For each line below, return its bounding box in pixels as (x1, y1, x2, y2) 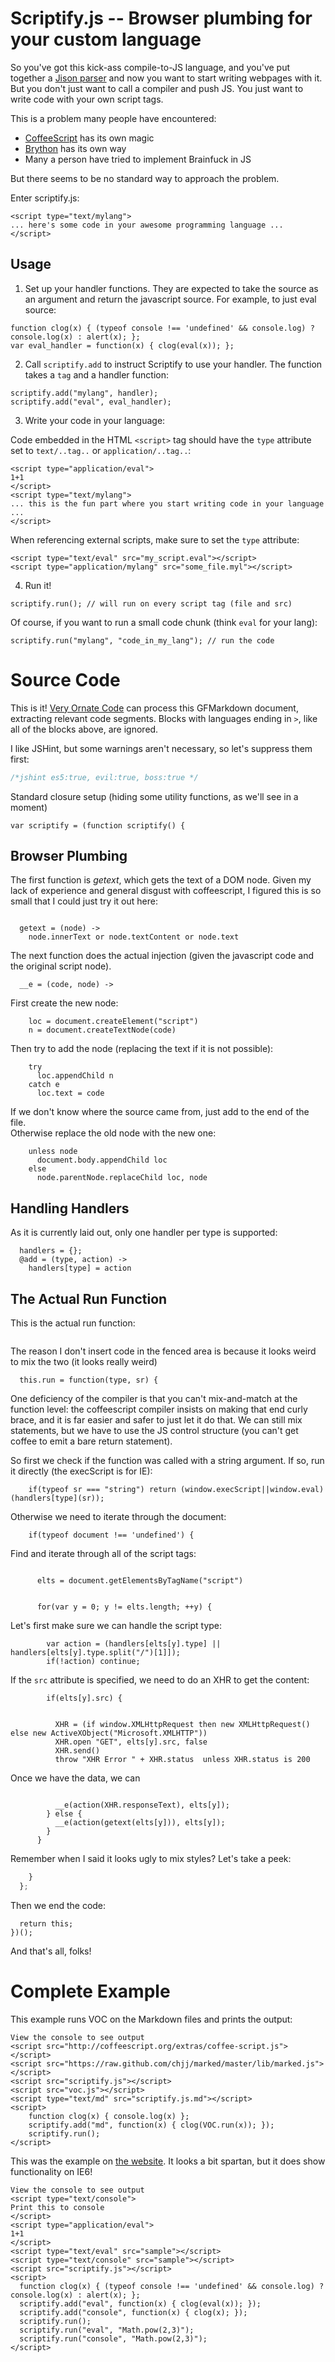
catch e (28, 1080, 60, 1090)
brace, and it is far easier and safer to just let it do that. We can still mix (10, 1414, 303, 1426)
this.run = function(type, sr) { (19, 1375, 159, 1385)
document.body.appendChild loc (36, 1155, 168, 1166)
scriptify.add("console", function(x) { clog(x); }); (19, 2307, 248, 2317)
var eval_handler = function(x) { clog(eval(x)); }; (10, 340, 235, 351)
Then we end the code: (10, 1899, 107, 1911)
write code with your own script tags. (10, 93, 164, 105)
